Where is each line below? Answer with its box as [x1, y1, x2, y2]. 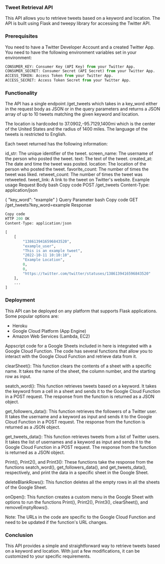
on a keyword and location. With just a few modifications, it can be [5, 548, 140, 554]
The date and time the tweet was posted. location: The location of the [5, 161, 147, 167]
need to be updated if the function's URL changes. [5, 519, 108, 525]
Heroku [12, 323, 28, 329]
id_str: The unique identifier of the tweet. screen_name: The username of [5, 150, 154, 157]
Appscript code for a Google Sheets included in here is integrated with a [5, 343, 152, 348]
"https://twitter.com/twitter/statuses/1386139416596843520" [23, 271, 151, 276]
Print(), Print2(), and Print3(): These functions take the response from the [5, 459, 154, 465]
